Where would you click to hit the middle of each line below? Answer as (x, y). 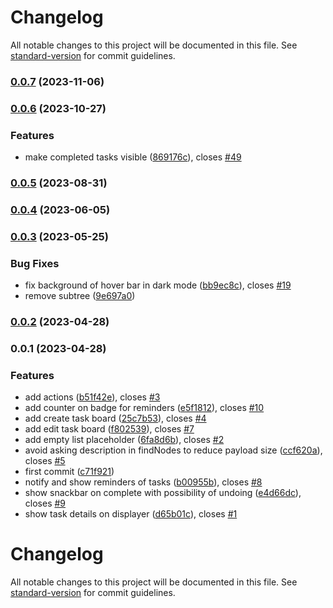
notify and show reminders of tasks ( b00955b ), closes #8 (143, 482)
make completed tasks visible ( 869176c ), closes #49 (133, 157)
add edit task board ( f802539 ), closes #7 (109, 429)
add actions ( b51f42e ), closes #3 (92, 397)
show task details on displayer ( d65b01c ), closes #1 (131, 514)
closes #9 (45, 503)
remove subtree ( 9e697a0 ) (80, 296)
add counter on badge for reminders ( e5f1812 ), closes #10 (144, 408)
